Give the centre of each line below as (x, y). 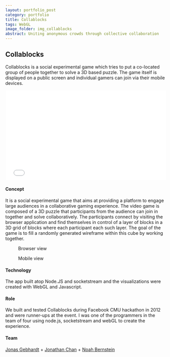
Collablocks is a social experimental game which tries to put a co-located (82, 66)
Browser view (33, 249)
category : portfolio (27, 15)
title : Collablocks (26, 19)
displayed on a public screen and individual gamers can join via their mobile (85, 78)
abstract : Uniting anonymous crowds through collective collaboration (82, 34)
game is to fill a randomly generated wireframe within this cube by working (84, 233)
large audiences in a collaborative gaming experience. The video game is (82, 206)
